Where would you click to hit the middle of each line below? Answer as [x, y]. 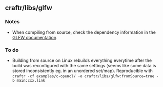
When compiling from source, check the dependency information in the [84, 32]
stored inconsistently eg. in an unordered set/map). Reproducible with [82, 71]
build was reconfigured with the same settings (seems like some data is [84, 65]
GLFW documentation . [35, 37]
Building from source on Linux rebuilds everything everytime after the [82, 60]
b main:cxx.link [29, 80]
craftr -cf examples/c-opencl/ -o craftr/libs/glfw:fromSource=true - [85, 76]
